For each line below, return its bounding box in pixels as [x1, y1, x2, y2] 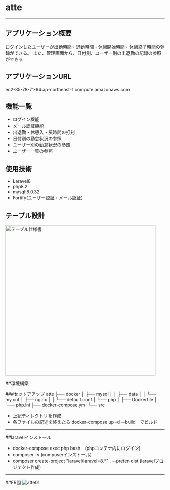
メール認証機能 [12, 123, 44, 129]
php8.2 [12, 184, 28, 190]
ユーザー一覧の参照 [12, 148, 53, 154]
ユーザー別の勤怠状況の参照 [12, 142, 71, 148]
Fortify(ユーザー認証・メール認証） [12, 195, 86, 201]
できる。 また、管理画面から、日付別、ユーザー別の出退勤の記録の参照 [14, 50, 162, 56]
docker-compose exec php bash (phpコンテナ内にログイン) [12, 445, 141, 451]
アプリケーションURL [5, 72, 72, 81]
